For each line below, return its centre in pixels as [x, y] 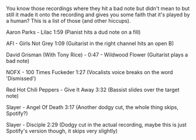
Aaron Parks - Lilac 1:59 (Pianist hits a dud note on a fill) [73, 32]
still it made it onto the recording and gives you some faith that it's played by [98, 15]
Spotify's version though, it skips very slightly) [62, 131]
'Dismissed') [21, 78]
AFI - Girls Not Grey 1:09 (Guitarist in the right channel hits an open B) [90, 43]
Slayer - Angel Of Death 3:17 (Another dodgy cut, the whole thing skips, [92, 107]
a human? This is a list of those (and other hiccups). [68, 21]
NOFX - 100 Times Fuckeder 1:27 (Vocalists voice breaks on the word [90, 72]
